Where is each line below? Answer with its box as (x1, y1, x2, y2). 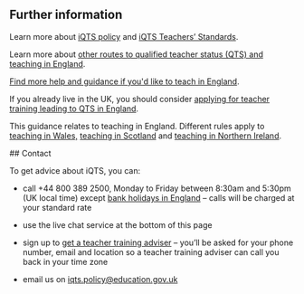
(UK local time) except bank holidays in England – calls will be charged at (22, 192, 295, 203)
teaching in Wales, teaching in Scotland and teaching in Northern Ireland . (9, 130, 282, 141)
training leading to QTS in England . (9, 103, 138, 114)
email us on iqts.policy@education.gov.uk (22, 273, 178, 284)
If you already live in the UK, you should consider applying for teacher (9, 93, 270, 104)
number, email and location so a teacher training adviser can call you (22, 246, 280, 257)
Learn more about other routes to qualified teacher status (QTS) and (9, 49, 264, 60)
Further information (9, 7, 123, 23)
